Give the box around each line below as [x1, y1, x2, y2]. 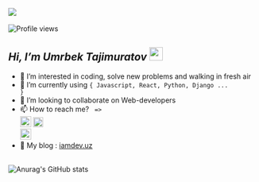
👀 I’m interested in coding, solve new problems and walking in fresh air [19, 72, 252, 81]
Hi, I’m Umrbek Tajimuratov [8, 50, 147, 64]
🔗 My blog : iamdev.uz [19, 140, 93, 150]
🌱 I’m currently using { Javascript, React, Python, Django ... [19, 79, 229, 89]
